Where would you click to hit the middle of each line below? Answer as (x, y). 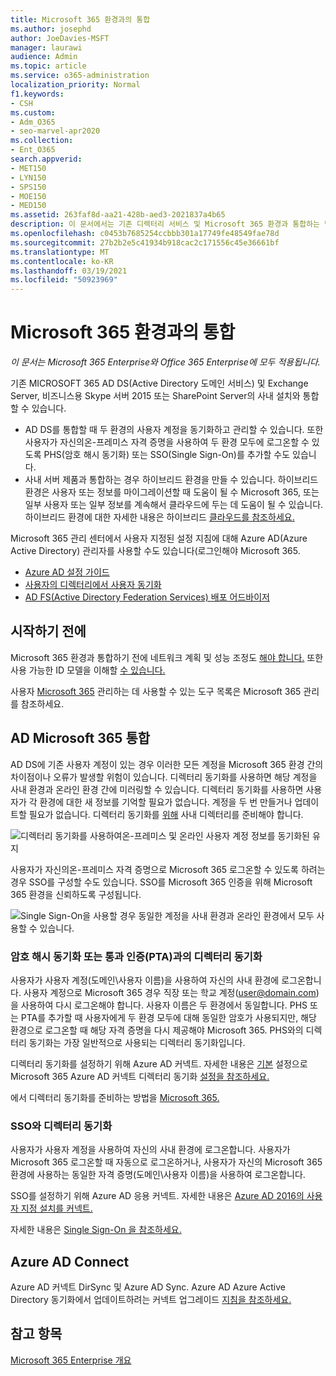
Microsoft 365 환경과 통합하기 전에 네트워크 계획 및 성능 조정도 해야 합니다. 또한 (167, 657)
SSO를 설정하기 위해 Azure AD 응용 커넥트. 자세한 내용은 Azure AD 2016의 (157, 1196)
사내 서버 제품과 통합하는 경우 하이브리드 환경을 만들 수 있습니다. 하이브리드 (171, 480)
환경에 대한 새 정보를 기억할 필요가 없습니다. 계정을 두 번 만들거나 (166, 802)
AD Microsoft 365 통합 (80, 738)
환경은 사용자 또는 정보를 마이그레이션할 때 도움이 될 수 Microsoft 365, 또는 (172, 492)
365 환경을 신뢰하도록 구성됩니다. (76, 894)
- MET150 (28, 168)
